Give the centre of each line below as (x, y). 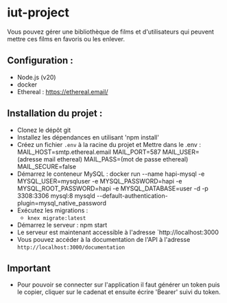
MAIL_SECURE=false (47, 166)
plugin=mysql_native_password (61, 203)
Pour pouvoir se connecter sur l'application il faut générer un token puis (119, 285)
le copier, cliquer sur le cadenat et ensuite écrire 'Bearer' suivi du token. (119, 292)
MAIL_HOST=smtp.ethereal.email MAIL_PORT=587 (89, 152)
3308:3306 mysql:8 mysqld (56, 195)
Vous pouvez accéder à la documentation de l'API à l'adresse (104, 239)
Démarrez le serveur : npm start (62, 225)
